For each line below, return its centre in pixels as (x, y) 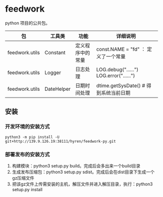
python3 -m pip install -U (32, 137)
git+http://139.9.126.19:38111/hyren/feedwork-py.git (61, 141)
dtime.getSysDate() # (121, 85)
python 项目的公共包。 (27, 23)
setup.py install (27, 189)
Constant (55, 52)
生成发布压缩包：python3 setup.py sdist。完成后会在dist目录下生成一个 (83, 172)
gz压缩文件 (23, 178)
